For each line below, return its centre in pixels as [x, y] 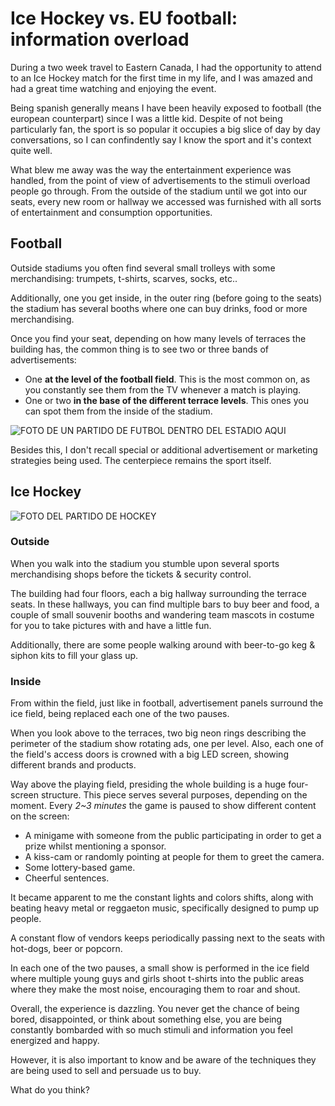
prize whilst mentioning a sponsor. [95, 846]
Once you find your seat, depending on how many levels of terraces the [158, 338]
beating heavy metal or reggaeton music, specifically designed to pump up [165, 908]
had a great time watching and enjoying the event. [113, 88]
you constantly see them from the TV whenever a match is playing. [163, 389]
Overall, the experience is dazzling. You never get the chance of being [155, 1009]
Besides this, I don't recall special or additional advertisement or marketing [164, 449]
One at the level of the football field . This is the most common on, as [167, 379]
